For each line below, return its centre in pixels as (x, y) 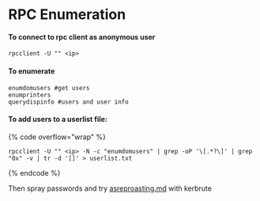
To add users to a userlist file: (58, 119)
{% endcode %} (34, 173)
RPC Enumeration (67, 15)
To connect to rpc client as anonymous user (82, 36)
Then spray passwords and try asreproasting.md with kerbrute (110, 188)
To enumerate (32, 71)
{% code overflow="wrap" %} (57, 137)
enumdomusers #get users (49, 88)
